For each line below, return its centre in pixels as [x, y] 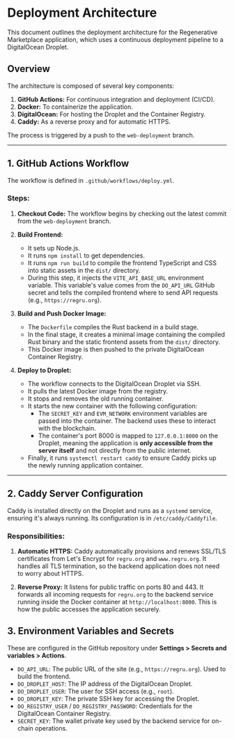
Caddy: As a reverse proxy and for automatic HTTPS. [94, 121]
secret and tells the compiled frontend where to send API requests [123, 292]
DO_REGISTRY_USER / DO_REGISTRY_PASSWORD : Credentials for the [105, 706]
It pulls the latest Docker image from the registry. [98, 391]
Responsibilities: [36, 536]
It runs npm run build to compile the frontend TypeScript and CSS [122, 262]
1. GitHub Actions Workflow [68, 164]
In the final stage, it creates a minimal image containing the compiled [126, 334]
